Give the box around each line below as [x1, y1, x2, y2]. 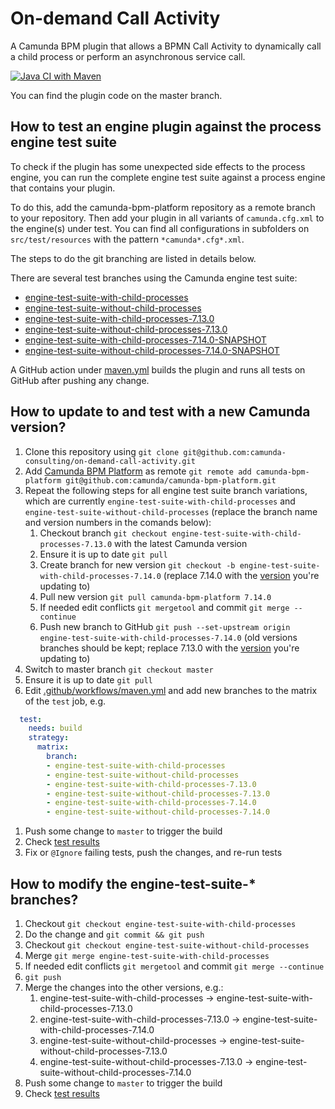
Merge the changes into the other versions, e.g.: [24, 982, 224, 993]
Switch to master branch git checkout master [24, 663, 214, 675]
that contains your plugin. [10, 182, 116, 194]
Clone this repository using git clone [24, 445, 180, 457]
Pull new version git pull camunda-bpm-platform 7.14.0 [39, 590, 272, 602]
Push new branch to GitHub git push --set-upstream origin [39, 620, 291, 632]
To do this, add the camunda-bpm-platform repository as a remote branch [10, 201, 316, 213]
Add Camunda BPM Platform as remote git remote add [24, 465, 252, 477]
